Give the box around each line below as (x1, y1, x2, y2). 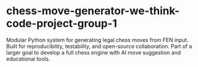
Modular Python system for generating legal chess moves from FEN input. (6, 36, 188, 43)
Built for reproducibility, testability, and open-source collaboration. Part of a (6, 43, 193, 50)
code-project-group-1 (6, 17, 118, 30)
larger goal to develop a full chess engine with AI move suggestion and (6, 49, 181, 56)
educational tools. (6, 55, 50, 62)
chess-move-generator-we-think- (6, 4, 180, 18)
